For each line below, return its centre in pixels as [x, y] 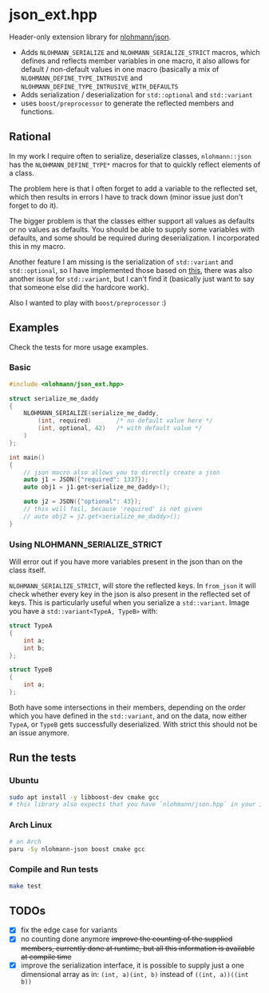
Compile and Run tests [54, 869]
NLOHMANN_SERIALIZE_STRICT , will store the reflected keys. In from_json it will [133, 586]
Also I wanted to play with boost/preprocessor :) [88, 303]
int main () [27, 457]
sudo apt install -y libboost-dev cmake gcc [84, 797]
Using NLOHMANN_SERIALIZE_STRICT [86, 544]
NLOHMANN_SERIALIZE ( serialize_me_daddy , [91, 413]
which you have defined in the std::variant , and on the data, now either [128, 715]
